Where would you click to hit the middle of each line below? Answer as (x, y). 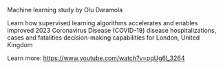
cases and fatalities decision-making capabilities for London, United (104, 38)
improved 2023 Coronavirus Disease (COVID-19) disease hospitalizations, (112, 30)
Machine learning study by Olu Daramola (65, 10)
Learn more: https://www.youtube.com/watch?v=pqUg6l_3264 (96, 58)
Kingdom (20, 45)
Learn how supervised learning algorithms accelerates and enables (103, 23)
